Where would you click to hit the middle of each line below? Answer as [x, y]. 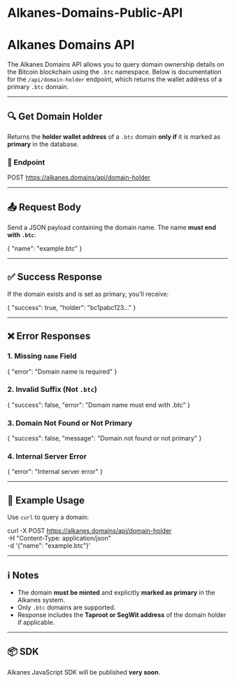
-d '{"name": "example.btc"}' [49, 546]
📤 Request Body [44, 207]
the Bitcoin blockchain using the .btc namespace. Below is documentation [114, 72]
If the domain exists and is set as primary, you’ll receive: [88, 294]
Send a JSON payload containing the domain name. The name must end [112, 228]
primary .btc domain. [38, 87]
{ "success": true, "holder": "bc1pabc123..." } [72, 307]
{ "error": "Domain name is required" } [62, 371]
